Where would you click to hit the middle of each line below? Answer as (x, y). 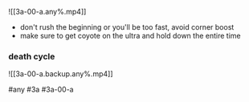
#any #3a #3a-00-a (41, 90)
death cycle (32, 56)
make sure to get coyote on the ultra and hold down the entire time (130, 36)
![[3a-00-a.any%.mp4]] (47, 12)
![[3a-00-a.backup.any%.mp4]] (61, 74)
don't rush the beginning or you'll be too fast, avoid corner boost (127, 27)
